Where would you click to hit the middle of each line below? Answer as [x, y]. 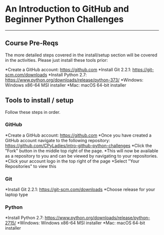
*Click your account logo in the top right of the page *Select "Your [72, 161]
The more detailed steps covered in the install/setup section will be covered [81, 55]
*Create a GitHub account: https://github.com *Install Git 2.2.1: [68, 70]
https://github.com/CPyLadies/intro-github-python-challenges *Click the [79, 145]
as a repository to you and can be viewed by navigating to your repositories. [82, 156]
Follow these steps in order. [33, 112]
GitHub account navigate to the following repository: [58, 140]
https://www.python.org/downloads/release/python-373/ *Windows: [74, 80]
